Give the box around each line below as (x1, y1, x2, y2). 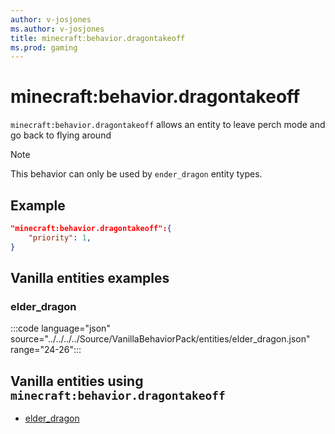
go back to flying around (10, 129, 112, 141)
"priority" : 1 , (28, 232, 92, 243)
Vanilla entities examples (10, 270, 170, 287)
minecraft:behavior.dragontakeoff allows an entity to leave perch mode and (10, 119, 326, 131)
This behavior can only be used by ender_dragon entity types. (10, 168, 263, 180)
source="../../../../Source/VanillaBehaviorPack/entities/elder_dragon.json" (10, 333, 311, 345)
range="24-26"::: (10, 344, 82, 356)
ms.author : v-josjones (10, 24, 105, 34)
